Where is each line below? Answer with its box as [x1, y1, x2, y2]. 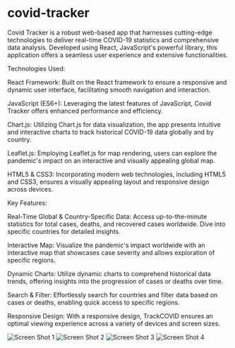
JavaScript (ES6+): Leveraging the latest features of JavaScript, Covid [7, 99, 212, 107]
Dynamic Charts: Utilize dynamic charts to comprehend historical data [7, 269, 212, 278]
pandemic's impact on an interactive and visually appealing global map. [7, 156, 215, 165]
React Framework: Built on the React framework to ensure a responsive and [7, 77, 227, 86]
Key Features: [7, 199, 47, 207]
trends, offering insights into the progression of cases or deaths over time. [7, 277, 224, 285]
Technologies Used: [7, 64, 66, 73]
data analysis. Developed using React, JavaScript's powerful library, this [7, 43, 217, 51]
